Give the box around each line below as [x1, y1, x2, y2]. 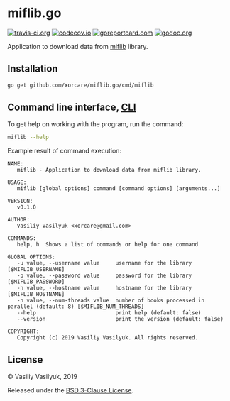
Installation [7, 62, 58, 75]
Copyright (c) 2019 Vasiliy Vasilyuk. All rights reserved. [16, 334, 199, 341]
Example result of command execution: [7, 147, 122, 155]
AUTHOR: [7, 216, 31, 224]
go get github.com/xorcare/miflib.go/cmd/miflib [7, 82, 154, 89]
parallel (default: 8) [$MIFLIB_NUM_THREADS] [7, 303, 144, 310]
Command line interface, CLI [7, 101, 136, 114]
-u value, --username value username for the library [16, 260, 192, 267]
